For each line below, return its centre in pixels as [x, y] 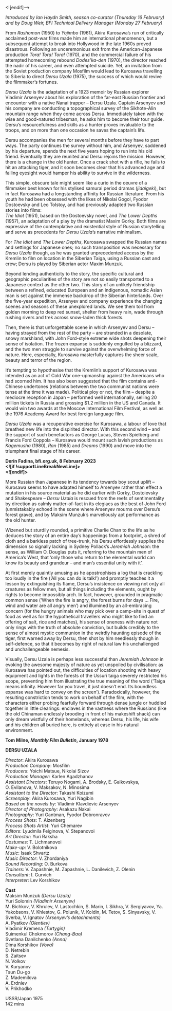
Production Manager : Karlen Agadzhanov [49, 776]
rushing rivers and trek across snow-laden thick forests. [64, 317]
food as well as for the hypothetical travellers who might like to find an [80, 617]
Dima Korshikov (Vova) [30, 945]
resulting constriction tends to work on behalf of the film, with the [74, 697]
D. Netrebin [17, 950]
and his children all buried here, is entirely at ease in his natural [72, 725]
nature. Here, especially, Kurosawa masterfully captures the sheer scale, [82, 355]
